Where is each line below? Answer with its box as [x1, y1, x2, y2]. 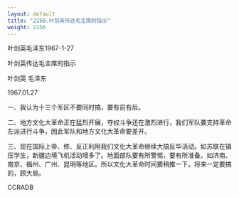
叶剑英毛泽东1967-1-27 [7, 44, 75, 53]
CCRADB [7, 183, 34, 192]
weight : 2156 [7, 23, 46, 31]
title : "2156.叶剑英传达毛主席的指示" [7, 17, 111, 24]
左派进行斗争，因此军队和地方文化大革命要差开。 [7, 127, 151, 136]
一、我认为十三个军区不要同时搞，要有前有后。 [7, 103, 144, 112]
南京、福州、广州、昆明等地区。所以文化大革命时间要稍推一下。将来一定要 [7, 160, 225, 169]
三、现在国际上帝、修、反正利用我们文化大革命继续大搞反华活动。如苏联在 [7, 142, 225, 151]
